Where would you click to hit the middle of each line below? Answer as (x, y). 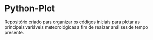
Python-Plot (30, 9)
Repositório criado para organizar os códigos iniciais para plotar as (72, 22)
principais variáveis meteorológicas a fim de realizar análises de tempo (76, 27)
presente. (14, 32)
